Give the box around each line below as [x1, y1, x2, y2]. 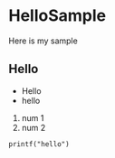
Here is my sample [8, 35, 78, 46]
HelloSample [8, 5, 107, 26]
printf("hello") [8, 139, 70, 149]
